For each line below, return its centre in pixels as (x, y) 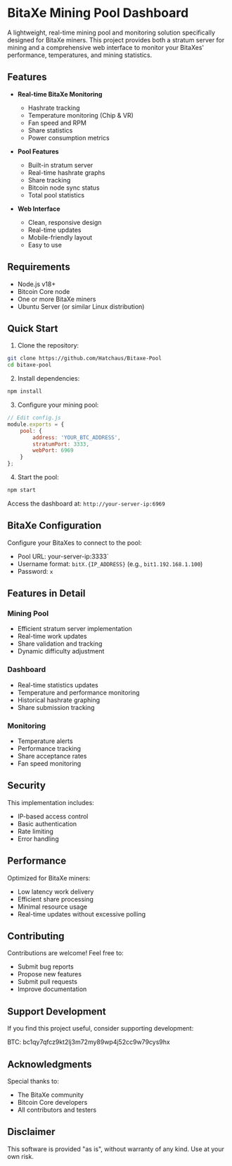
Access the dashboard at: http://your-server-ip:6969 (86, 503)
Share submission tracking (56, 707)
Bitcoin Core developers (52, 1103)
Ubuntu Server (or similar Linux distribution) (81, 306)
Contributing (36, 936)
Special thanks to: (33, 1081)
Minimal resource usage (52, 907)
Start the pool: (38, 477)
